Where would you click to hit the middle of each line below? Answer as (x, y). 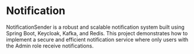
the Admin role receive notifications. (50, 46)
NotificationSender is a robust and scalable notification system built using (96, 27)
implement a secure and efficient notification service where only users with (97, 39)
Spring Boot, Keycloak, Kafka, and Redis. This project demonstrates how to (97, 33)
